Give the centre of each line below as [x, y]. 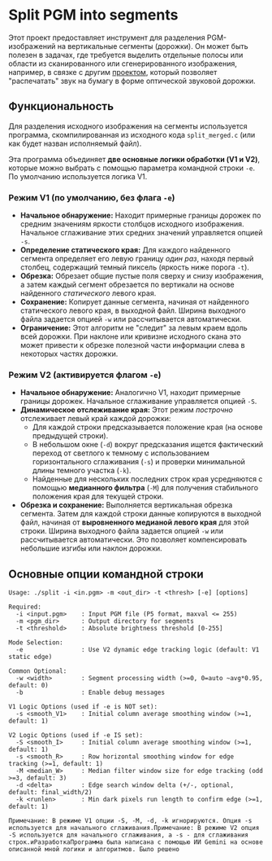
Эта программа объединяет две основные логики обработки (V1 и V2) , [134, 159]
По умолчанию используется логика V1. [78, 176]
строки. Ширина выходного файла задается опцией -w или [121, 531]
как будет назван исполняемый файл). [75, 143]
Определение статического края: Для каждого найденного [125, 250]
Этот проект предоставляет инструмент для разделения [107, 37]
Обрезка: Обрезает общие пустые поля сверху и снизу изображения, [142, 276]
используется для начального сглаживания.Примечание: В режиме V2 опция [134, 828]
